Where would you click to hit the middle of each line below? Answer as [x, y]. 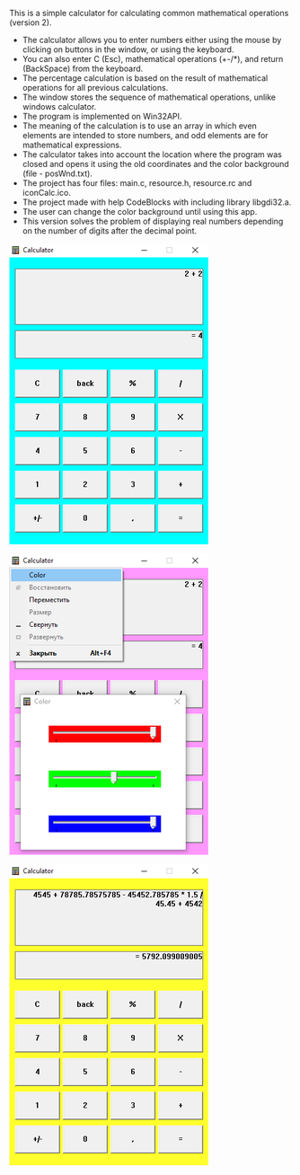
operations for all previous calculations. [95, 88]
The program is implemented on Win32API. [102, 116]
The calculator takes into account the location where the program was [152, 155]
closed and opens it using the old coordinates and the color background [155, 164]
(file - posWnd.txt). [57, 173]
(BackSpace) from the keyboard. [83, 68]
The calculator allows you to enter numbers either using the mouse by [152, 40]
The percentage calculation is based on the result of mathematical [145, 78]
